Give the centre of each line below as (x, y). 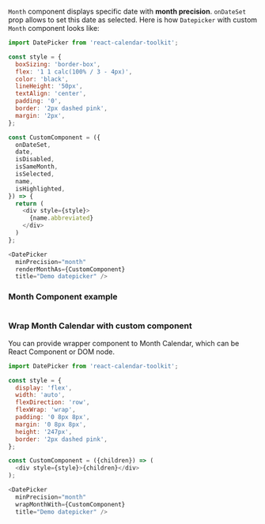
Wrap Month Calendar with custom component (100, 326)
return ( (30, 204)
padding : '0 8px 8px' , (53, 417)
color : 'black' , (42, 79)
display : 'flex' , (44, 388)
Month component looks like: (54, 28)
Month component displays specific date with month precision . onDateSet (127, 11)
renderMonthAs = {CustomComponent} (70, 269)
